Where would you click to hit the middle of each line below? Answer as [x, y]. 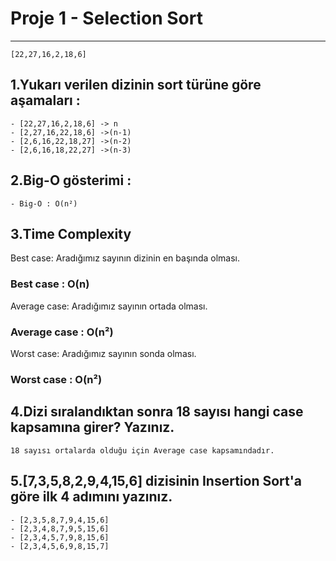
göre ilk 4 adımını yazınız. [91, 497]
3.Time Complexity [71, 233]
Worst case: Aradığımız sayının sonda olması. [103, 353]
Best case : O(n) [50, 284]
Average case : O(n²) [62, 332]
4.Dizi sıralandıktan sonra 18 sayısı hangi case [157, 412]
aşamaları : [45, 100]
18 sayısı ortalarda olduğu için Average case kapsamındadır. [142, 450]
